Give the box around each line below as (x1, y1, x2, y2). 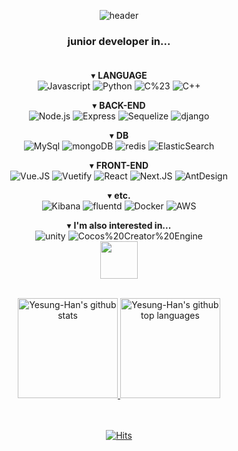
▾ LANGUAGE (90, 70, 148, 82)
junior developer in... (67, 34, 171, 48)
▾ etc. (107, 190, 131, 202)
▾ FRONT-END (89, 160, 149, 172)
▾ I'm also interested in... (66, 220, 172, 232)
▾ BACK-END (92, 100, 146, 112)
